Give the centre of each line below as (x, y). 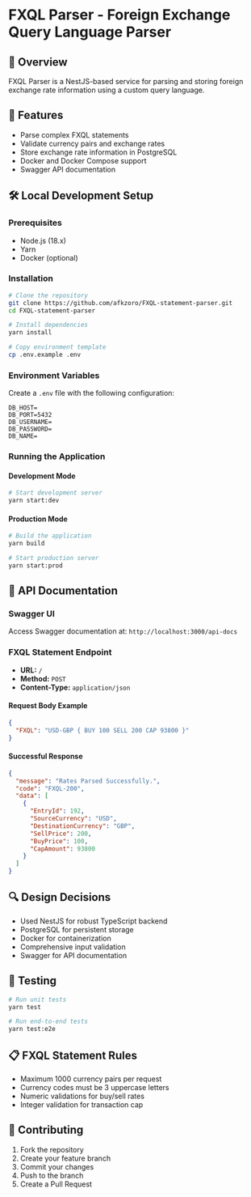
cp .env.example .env (45, 355)
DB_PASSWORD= (30, 429)
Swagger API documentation (68, 169)
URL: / (31, 670)
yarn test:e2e (32, 1029)
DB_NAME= (23, 436)
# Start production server (54, 558)
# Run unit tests (38, 1000)
